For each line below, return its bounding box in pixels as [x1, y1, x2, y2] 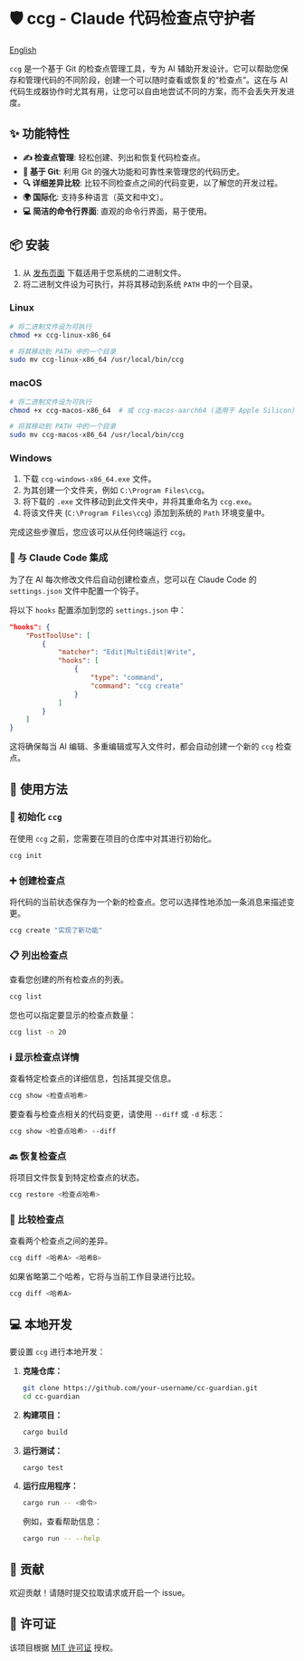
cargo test [22, 1463, 64, 1472]
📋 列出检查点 [9, 949, 68, 961]
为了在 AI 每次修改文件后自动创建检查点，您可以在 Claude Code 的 [9, 574, 257, 585]
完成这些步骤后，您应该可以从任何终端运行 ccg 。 [9, 527, 191, 538]
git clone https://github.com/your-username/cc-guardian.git [22, 1383, 259, 1392]
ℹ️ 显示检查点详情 [9, 1051, 80, 1064]
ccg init [9, 851, 43, 860]
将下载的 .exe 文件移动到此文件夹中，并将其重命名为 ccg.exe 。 [22, 496, 257, 507]
